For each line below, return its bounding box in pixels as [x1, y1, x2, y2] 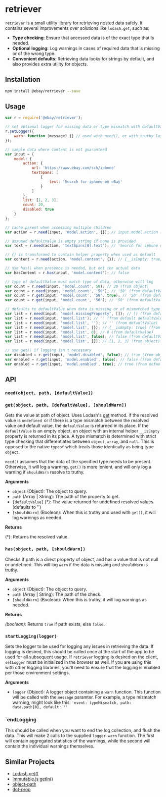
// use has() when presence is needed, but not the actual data [5, 266, 140, 271]
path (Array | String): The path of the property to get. [12, 494, 120, 500]
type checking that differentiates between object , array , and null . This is [5, 438, 154, 444]
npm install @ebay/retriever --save [5, 88, 81, 94]
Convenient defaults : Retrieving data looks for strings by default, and [12, 55, 155, 61]
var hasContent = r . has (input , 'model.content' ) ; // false [5, 270, 129, 275]
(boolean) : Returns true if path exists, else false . [5, 621, 105, 627]
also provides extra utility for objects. [12, 61, 88, 67]
